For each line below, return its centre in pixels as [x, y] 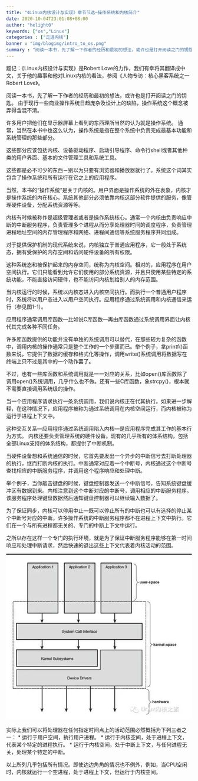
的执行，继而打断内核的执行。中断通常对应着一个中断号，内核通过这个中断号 [99, 463]
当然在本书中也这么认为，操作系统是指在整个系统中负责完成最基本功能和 [104, 130]
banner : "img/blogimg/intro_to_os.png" [57, 44]
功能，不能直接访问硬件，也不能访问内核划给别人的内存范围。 [86, 279]
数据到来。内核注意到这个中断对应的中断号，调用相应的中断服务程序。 [107, 490]
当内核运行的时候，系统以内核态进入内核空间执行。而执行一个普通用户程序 [96, 292]
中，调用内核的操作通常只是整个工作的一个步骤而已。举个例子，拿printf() [95, 346]
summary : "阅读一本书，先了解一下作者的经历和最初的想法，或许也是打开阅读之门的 [95, 50]
